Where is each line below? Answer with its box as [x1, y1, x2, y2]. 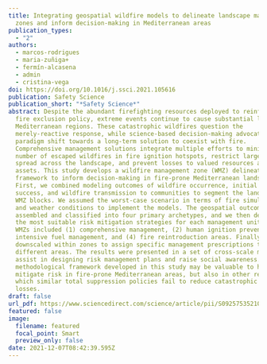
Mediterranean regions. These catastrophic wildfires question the [15, 122, 244, 130]
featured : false [8, 307, 62, 315]
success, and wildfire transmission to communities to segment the [15, 188, 244, 197]
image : [8, 315, 30, 323]
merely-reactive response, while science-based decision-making [15, 130, 233, 137]
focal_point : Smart [15, 329, 80, 338]
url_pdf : [8, 300, 37, 308]
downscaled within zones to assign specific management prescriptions [15, 241, 254, 249]
